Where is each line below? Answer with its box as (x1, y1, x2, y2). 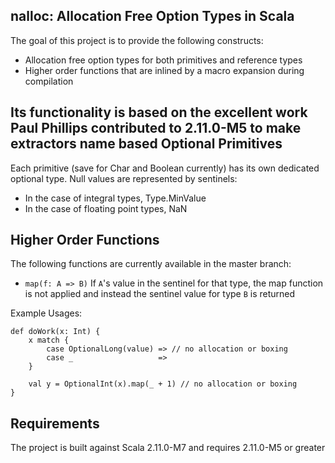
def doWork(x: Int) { (10, 327, 101, 337)
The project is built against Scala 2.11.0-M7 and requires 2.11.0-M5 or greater (10, 442, 326, 454)
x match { (28, 335, 70, 346)
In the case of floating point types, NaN (24, 202, 188, 214)
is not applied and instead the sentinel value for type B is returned (24, 288, 296, 300)
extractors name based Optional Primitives (10, 135, 283, 153)
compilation (24, 75, 74, 87)
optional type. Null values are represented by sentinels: (10, 172, 238, 184)
